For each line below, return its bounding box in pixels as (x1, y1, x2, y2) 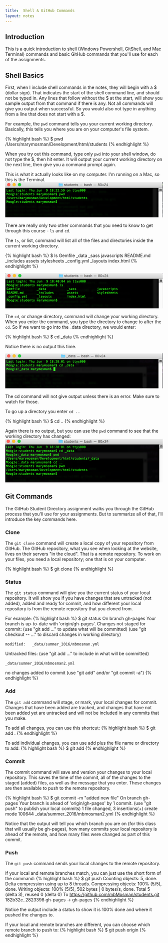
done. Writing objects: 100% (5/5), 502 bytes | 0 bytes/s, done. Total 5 (5, 886, 150, 892)
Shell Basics (5, 71, 44, 80)
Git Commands (5, 492, 53, 501)
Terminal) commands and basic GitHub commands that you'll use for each (5, 51, 158, 57)
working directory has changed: (5, 433, 71, 439)
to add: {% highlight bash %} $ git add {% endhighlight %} (5, 745, 126, 751)
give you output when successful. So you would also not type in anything (5, 106, 156, 112)
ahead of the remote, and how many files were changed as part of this (5, 831, 150, 838)
